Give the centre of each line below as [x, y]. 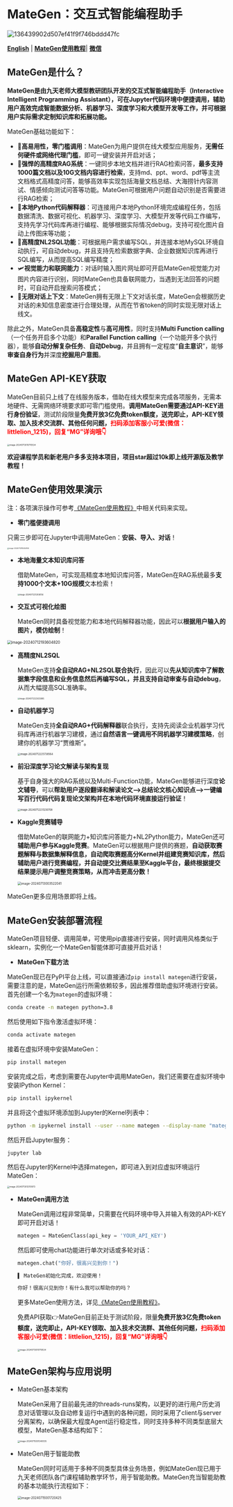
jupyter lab [24, 1153]
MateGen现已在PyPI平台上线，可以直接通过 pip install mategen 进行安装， [114, 977]
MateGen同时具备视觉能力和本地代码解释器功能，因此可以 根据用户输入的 [121, 621]
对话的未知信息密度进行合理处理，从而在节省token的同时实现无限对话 [116, 305]
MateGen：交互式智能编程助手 [95, 14]
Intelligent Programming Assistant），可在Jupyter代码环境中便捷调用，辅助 [116, 99]
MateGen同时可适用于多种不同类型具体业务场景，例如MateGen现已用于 [119, 1468]
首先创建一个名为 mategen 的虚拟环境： [61, 994]
